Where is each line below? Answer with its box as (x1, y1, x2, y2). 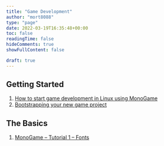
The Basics (6, 118, 48, 128)
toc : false (6, 31, 33, 36)
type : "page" (6, 19, 38, 25)
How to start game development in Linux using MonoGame (14, 95, 158, 102)
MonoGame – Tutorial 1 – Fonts (14, 134, 90, 141)
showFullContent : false (6, 47, 65, 53)
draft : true (6, 57, 35, 64)
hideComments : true (6, 42, 54, 48)
